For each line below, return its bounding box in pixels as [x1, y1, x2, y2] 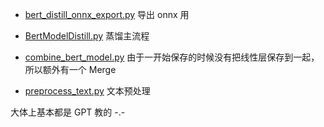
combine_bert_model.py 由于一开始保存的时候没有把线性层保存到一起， [24, 51, 320, 63]
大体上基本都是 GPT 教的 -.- [10, 106, 126, 118]
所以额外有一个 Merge [24, 64, 117, 75]
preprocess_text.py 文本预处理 [24, 85, 151, 97]
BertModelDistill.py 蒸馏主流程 [24, 30, 150, 42]
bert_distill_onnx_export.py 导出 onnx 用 [24, 9, 190, 20]
